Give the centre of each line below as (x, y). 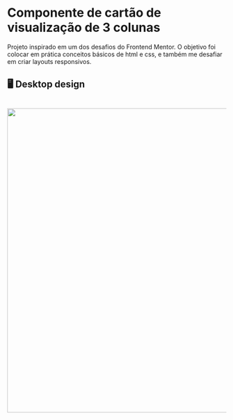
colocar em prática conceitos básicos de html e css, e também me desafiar (115, 54)
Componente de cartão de (84, 13)
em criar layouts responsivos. (49, 61)
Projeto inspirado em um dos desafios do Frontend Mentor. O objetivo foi (111, 47)
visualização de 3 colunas (84, 27)
